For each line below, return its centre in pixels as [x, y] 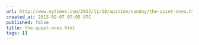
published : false [28, 22]
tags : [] [17, 33]
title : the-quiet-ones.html [41, 28]
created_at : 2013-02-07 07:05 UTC [49, 17]
